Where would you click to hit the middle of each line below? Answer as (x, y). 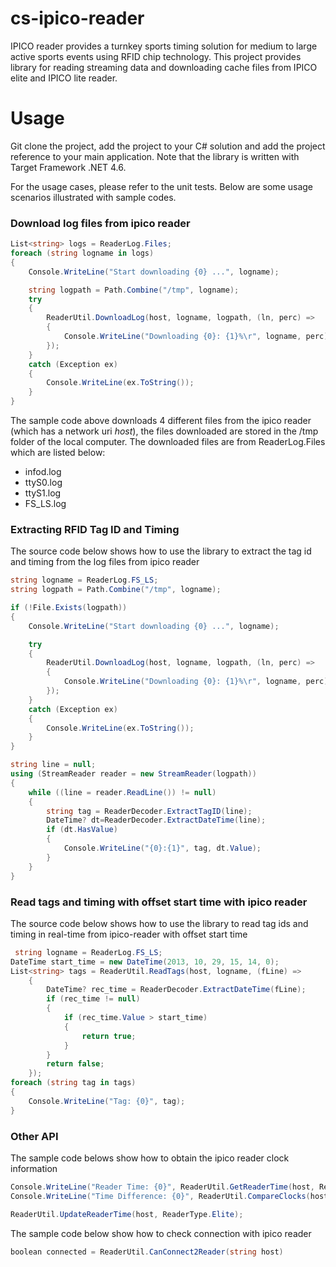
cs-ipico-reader (77, 18)
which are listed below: (58, 453)
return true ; (109, 1036)
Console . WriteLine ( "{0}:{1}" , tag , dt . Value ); (162, 848)
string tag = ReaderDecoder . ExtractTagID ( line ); (149, 811)
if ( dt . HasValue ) (82, 830)
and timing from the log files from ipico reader (105, 562)
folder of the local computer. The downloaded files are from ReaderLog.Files (168, 442)
